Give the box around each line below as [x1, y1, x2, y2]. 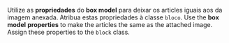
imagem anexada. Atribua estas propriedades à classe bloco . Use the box [7, 13, 220, 21]
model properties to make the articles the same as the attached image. [7, 21, 213, 28]
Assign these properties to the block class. [7, 28, 131, 36]
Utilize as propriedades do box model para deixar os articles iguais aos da [7, 6, 223, 14]
